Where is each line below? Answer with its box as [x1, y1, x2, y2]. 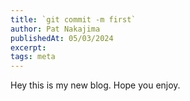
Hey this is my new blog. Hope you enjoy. [10, 79, 181, 91]
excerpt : [10, 42, 47, 53]
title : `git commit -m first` [10, 14, 137, 25]
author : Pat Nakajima [10, 24, 101, 34]
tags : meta [10, 52, 56, 62]
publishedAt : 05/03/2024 [10, 33, 114, 43]
